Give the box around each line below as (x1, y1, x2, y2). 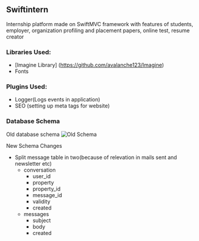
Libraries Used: (6, 47, 52, 56)
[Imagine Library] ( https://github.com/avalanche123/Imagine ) (14, 62, 165, 69)
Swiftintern (6, 5, 49, 15)
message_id (32, 191, 62, 198)
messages (23, 210, 49, 217)
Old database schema (6, 131, 60, 138)
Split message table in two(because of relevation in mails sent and (14, 154, 177, 161)
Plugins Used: (6, 83, 48, 91)
